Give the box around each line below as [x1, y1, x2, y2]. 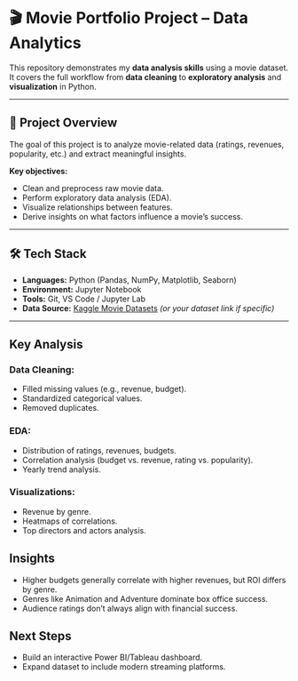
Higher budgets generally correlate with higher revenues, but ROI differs [21, 574, 286, 585]
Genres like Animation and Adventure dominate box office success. [21, 593, 269, 604]
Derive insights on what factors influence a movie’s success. [21, 211, 244, 221]
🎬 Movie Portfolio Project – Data [9, 8, 248, 28]
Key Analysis [9, 336, 83, 352]
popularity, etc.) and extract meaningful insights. [9, 148, 187, 159]
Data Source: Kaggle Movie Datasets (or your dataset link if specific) [21, 302, 275, 313]
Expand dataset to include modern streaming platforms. [21, 661, 226, 672]
